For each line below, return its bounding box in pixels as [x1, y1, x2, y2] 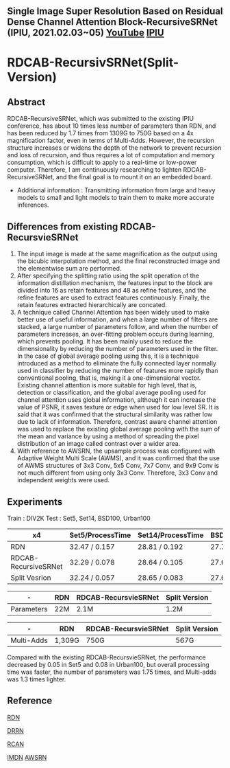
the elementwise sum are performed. [16, 264, 122, 273]
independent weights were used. [16, 476, 110, 484]
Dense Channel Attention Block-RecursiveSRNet [7, 16, 218, 28]
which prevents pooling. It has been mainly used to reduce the [16, 337, 193, 346]
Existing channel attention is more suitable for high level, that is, [16, 381, 197, 389]
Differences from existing [7, 221, 118, 232]
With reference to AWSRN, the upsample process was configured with [16, 447, 216, 455]
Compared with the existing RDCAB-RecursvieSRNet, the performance [7, 653, 207, 662]
